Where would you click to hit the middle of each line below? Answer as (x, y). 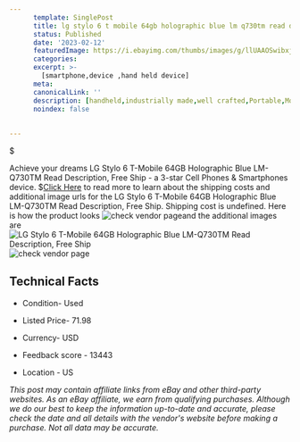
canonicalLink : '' (67, 92)
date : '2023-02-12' (69, 42)
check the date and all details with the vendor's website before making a (144, 418)
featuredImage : (61, 51)
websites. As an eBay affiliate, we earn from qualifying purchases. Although (150, 399)
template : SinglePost (73, 17)
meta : (43, 84)
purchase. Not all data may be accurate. (84, 427)
